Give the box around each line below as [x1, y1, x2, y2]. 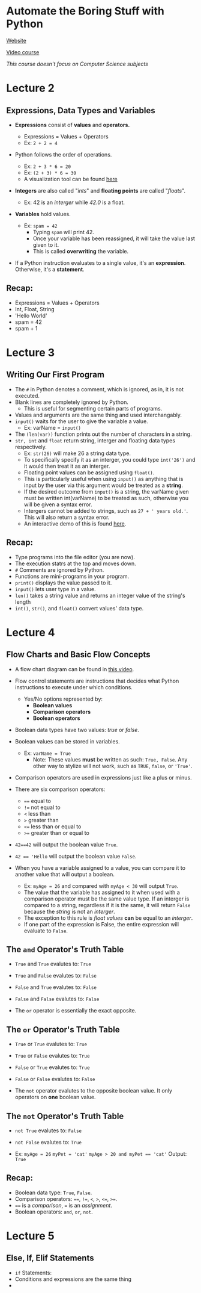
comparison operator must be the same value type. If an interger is [23, 895, 190, 902]
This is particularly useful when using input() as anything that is [23, 475, 184, 482]
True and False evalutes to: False [14, 972, 97, 979]
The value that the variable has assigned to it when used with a [23, 888, 180, 896]
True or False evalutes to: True [14, 1052, 90, 1059]
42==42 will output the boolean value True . [14, 841, 118, 848]
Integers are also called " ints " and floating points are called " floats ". [14, 187, 186, 194]
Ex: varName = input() [23, 424, 81, 431]
